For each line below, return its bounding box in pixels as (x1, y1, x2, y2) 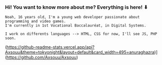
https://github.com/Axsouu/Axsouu (6, 54, 77, 60)
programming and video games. (5, 19, 66, 24)
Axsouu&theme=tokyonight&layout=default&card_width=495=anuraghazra (5, 50, 155, 55)
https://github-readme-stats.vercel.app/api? (6, 44, 95, 50)
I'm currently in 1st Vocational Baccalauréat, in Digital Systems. (5, 23, 146, 28)
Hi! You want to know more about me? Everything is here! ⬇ (5, 4, 148, 11)
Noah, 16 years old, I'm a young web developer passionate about (5, 15, 140, 20)
